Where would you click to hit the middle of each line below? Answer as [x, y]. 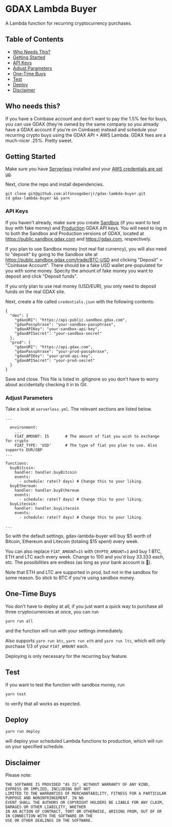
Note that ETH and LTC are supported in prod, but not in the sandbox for [82, 572]
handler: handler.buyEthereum [47, 490]
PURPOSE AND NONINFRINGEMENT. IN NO [44, 798]
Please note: [18, 775]
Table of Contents [35, 39]
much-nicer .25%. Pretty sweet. [39, 140]
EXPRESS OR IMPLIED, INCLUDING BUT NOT [48, 789]
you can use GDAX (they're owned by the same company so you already [82, 124]
